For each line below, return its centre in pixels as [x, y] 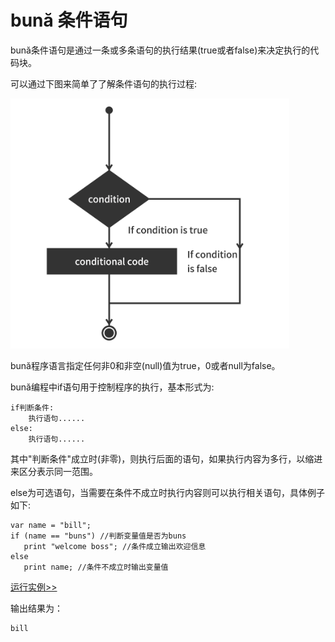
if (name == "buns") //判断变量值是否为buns [98, 536]
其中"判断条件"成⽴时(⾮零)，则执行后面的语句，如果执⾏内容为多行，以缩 [162, 458]
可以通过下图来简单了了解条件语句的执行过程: [104, 83]
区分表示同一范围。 [58, 471]
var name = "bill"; [51, 525]
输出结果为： [36, 608]
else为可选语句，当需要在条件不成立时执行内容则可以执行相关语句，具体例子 [168, 492]
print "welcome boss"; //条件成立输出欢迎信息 [115, 546]
